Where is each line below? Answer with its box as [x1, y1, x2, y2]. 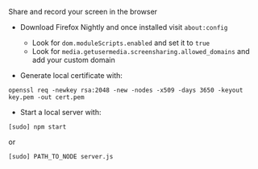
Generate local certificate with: [19, 71, 123, 80]
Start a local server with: [19, 108, 102, 117]
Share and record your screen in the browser [8, 7, 158, 16]
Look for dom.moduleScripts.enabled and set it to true [31, 38, 210, 47]
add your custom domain [31, 56, 115, 64]
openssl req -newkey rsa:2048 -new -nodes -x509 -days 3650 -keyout [8, 86, 243, 94]
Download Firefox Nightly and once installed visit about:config [19, 23, 228, 31]
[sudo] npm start [8, 123, 67, 131]
